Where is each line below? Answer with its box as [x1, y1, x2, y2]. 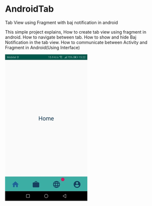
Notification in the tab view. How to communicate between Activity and [5, 39, 148, 45]
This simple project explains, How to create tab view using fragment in [5, 29, 147, 35]
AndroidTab [5, 3, 54, 15]
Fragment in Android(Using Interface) [5, 44, 80, 50]
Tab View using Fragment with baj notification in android [5, 20, 118, 25]
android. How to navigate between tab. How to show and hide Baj [5, 34, 136, 40]
